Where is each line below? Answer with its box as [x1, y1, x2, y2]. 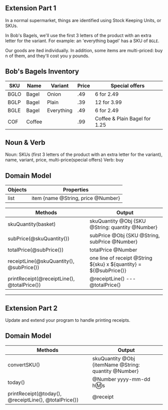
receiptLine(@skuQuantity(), [7, 258, 75, 265]
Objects [7, 186, 27, 193]
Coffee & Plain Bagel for [94, 115, 151, 122]
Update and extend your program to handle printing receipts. [5, 317, 131, 323]
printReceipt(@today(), [7, 390, 62, 397]
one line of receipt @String [89, 255, 152, 262]
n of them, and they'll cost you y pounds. [5, 53, 89, 59]
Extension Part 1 [5, 4, 56, 13]
